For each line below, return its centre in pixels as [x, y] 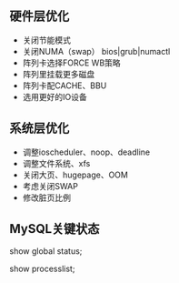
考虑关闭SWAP [50, 186]
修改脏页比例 [46, 197]
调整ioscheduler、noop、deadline [86, 152]
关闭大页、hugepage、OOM [75, 175]
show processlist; [42, 269]
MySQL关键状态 [55, 229]
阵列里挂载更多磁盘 [59, 74]
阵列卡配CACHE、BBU [65, 86]
